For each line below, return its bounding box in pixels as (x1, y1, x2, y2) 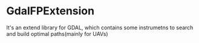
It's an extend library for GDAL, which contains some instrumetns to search (6, 24, 194, 31)
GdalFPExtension (6, 4, 95, 18)
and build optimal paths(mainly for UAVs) (6, 30, 108, 37)
